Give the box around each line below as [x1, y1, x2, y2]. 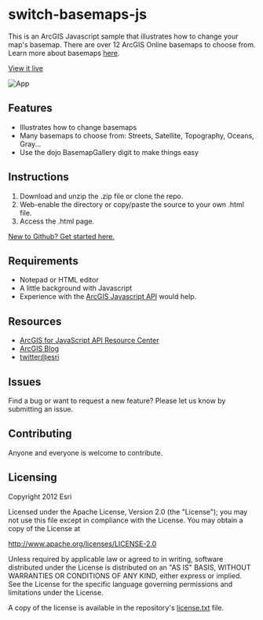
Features [8, 101, 53, 115]
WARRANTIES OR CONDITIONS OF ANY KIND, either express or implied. [8, 570, 242, 580]
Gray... [19, 139, 42, 149]
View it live [8, 63, 43, 72]
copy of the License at [8, 523, 81, 533]
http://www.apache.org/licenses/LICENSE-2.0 [8, 539, 157, 548]
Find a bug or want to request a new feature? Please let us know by [8, 396, 226, 405]
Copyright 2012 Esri [8, 492, 72, 501]
